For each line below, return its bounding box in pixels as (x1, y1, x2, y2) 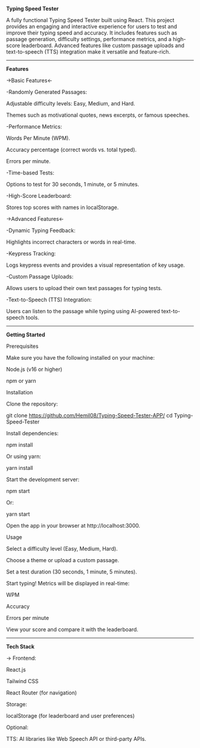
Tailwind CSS (6, 678, 39, 684)
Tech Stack (6, 643, 35, 650)
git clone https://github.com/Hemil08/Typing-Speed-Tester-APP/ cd (6, 412, 173, 419)
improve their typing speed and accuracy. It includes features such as (6, 29, 177, 36)
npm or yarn (6, 378, 37, 384)
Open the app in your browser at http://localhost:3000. (6, 522, 140, 529)
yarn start (6, 510, 30, 518)
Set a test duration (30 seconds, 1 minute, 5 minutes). (6, 568, 137, 575)
